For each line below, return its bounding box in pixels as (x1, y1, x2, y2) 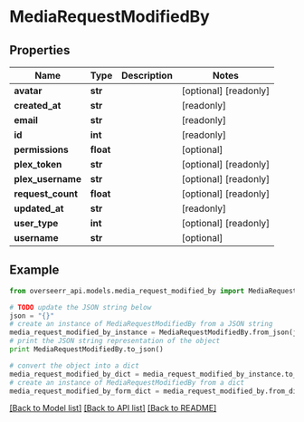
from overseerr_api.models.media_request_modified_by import (9, 286, 245, 295)
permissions (14, 143, 70, 156)
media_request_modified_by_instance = (9, 328, 156, 337)
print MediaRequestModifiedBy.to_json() (9, 345, 165, 354)
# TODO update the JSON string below (9, 302, 152, 312)
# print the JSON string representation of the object (9, 337, 221, 346)
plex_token (14, 158, 62, 170)
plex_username (14, 173, 81, 185)
